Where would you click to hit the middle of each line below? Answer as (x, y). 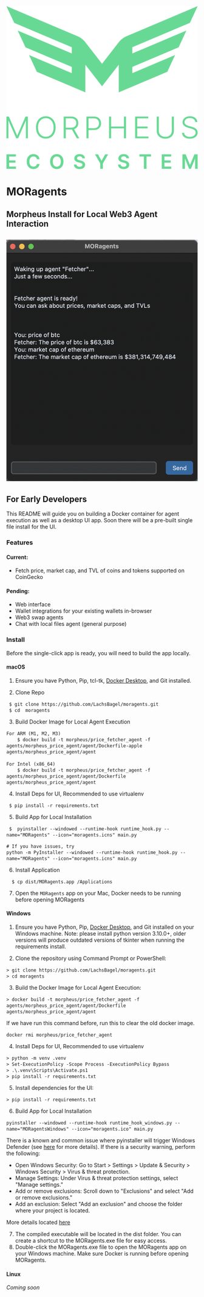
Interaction (28, 223)
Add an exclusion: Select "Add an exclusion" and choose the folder (99, 1204)
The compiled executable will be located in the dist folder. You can (98, 1234)
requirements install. (41, 947)
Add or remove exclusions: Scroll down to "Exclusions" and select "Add (104, 1191)
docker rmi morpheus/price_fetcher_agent (59, 1035)
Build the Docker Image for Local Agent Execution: (78, 988)
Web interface (33, 605)
